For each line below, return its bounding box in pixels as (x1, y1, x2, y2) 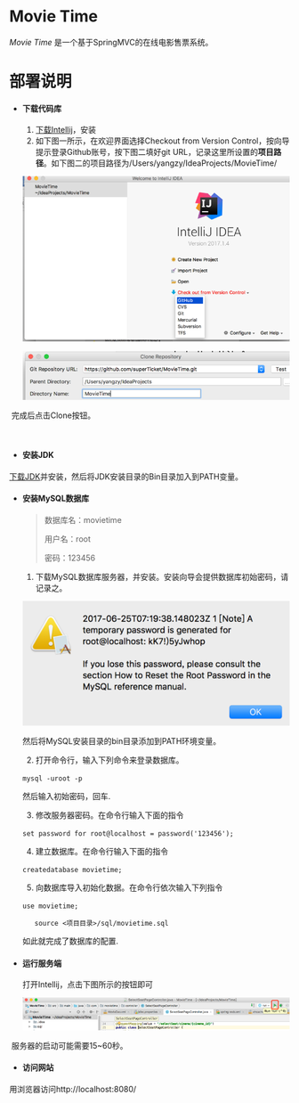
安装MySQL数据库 (21, 493, 90, 504)
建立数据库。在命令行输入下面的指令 (35, 846, 169, 857)
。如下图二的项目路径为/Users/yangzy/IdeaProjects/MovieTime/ (43, 158, 278, 168)
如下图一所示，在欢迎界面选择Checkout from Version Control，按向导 (35, 135, 290, 146)
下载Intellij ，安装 (35, 125, 96, 135)
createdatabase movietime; (21, 866, 123, 875)
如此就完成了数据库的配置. (21, 936, 118, 946)
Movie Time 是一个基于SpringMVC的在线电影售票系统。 (9, 37, 214, 47)
